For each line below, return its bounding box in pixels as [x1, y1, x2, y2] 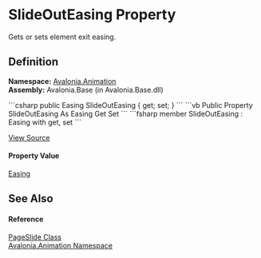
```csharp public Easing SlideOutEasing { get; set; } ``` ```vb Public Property [8, 100, 253, 109]
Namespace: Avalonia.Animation [8, 76, 117, 85]
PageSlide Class [8, 232, 62, 241]
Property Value [8, 151, 60, 161]
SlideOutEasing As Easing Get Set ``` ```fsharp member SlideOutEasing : [8, 109, 243, 118]
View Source [8, 133, 50, 142]
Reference [8, 214, 44, 224]
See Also [8, 192, 53, 205]
